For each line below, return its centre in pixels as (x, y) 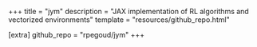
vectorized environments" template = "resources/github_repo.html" (119, 20)
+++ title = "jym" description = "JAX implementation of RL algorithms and (128, 11)
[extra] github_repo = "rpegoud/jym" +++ (77, 35)
